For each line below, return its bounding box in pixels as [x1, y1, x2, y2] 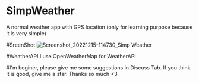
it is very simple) [6, 29, 46, 36]
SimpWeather [6, 4, 75, 18]
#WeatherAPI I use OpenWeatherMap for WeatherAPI [6, 52, 137, 59]
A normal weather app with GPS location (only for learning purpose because [6, 24, 193, 31]
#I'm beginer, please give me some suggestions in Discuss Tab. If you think [6, 64, 191, 71]
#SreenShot [6, 41, 36, 48]
